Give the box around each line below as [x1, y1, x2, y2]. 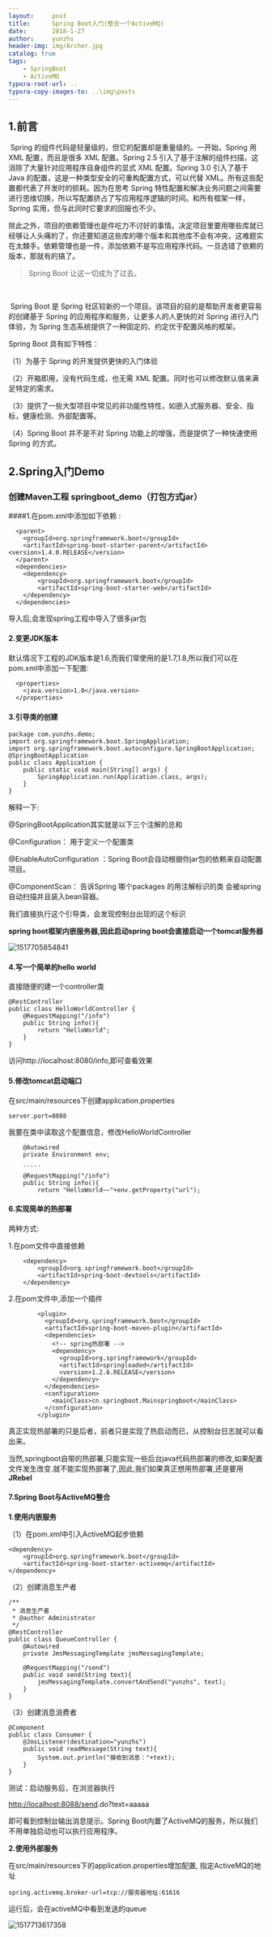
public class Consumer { [8, 1731, 92, 1739]
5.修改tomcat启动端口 [8, 1076, 83, 1086]
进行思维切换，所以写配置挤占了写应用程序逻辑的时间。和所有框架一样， [8, 193, 249, 203]
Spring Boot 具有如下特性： [8, 339, 100, 349]
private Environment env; [23, 1150, 111, 1158]
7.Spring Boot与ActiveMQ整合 [8, 1492, 111, 1502]
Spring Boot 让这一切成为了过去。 [28, 269, 142, 279]
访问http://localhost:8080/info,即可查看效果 [8, 1056, 153, 1066]
